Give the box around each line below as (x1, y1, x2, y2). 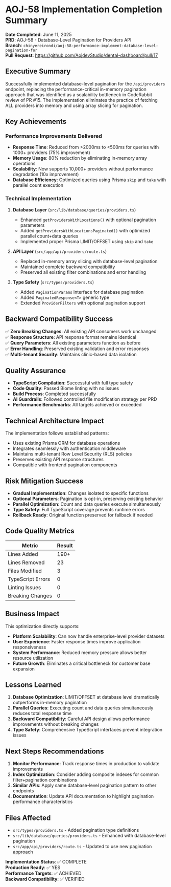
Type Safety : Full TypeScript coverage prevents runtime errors (12, 506, 145, 512)
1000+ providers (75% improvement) (12, 149, 90, 156)
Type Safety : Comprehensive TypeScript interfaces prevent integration (12, 727, 163, 733)
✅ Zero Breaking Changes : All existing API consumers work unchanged (5, 328, 157, 334)
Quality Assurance (5, 366, 66, 375)
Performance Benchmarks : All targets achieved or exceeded (12, 402, 142, 408)
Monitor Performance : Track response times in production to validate (12, 761, 160, 767)
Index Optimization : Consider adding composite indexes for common (12, 771, 159, 777)
